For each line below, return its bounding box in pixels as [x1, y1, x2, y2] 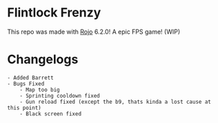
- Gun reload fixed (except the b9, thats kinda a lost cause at [19, 98, 212, 105]
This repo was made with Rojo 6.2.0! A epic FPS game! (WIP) [7, 27, 181, 36]
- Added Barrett [7, 74, 54, 81]
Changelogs [7, 52, 79, 67]
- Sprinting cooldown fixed [19, 92, 100, 99]
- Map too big [19, 86, 60, 93]
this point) [7, 104, 41, 111]
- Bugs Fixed [7, 80, 45, 87]
